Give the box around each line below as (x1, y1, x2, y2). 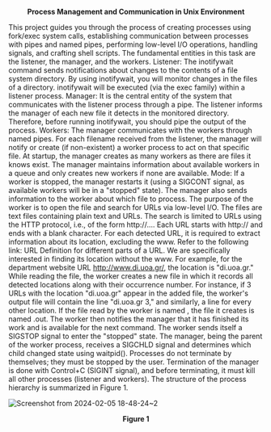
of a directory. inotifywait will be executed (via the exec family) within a (8, 82, 245, 92)
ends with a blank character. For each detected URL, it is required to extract (8, 229, 260, 237)
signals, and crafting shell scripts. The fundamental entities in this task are (8, 48, 256, 57)
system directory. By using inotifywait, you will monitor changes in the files (8, 74, 258, 83)
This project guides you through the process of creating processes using (8, 23, 252, 31)
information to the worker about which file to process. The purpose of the (8, 194, 254, 203)
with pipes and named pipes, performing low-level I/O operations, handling (8, 40, 258, 49)
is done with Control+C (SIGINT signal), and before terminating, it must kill (8, 366, 256, 375)
